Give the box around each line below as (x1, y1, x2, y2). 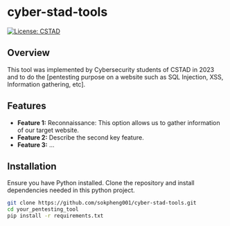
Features (7, 100, 46, 112)
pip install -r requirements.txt (7, 212, 104, 220)
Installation (7, 160, 57, 172)
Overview (7, 47, 51, 59)
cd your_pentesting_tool (7, 206, 79, 213)
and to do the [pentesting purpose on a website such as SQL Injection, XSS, (7, 73, 224, 81)
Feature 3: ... (17, 140, 55, 149)
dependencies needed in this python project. (7, 186, 135, 194)
